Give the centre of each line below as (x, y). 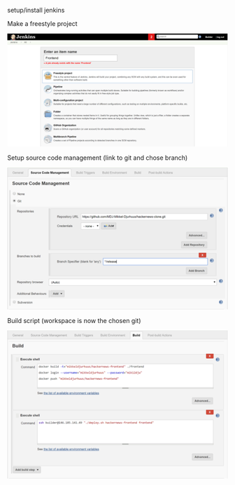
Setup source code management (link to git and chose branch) (98, 158)
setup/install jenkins (36, 10)
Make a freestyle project (43, 23)
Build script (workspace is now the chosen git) (74, 320)
